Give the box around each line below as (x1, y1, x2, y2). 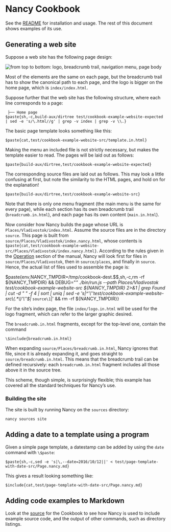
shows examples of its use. (5, 25, 63, 31)
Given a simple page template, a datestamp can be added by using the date (5, 444, 164, 450)
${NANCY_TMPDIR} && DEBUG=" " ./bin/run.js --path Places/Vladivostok (5, 279, 159, 285)
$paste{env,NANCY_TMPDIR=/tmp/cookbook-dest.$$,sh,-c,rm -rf (5, 274, 145, 280)
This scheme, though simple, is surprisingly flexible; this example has (5, 376, 152, 383)
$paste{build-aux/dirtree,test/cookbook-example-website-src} (5, 191, 140, 197)
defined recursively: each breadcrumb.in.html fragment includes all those (5, 361, 160, 367)
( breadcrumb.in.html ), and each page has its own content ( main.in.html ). (5, 211, 159, 217)
